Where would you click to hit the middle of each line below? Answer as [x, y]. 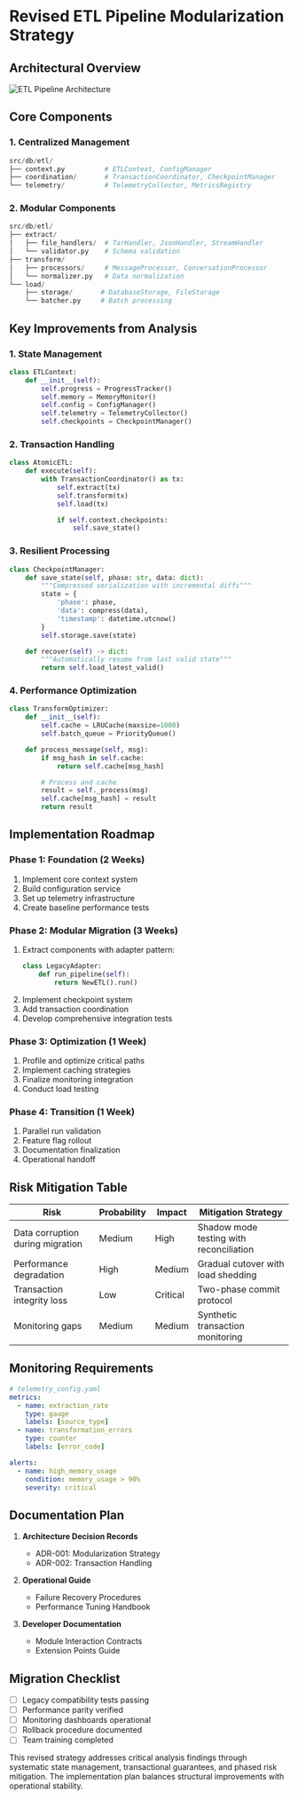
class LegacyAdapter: [62, 966]
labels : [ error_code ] [65, 1447]
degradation [39, 1275]
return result [67, 807]
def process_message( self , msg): [87, 750]
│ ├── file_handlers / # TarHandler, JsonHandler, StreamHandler [137, 243]
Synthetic [217, 1315]
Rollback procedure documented [82, 1730]
